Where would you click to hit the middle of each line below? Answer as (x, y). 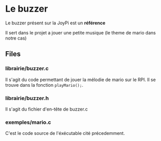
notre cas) (16, 38)
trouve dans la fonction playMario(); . (44, 85)
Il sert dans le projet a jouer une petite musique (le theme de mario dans (80, 32)
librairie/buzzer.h (27, 98)
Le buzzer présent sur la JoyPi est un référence (55, 23)
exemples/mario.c (28, 122)
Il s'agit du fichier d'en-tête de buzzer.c (46, 109)
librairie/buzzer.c (27, 68)
